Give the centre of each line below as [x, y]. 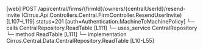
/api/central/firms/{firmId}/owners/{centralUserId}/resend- [112, 9]
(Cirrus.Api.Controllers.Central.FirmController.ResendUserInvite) [101, 15]
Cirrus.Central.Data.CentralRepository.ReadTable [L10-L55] [80, 41]
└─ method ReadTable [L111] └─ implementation [66, 34]
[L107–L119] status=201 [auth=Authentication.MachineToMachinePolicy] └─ [101, 21]
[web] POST [22, 9]
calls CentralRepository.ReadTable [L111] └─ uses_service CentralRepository [102, 28]
